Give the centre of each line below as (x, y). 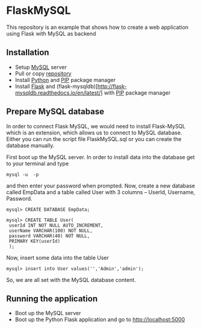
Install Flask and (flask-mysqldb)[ (56, 86)
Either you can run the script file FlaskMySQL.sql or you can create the (94, 139)
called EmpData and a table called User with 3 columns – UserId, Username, (101, 192)
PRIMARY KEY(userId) (35, 241)
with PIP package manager (137, 92)
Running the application (52, 299)
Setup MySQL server (41, 67)
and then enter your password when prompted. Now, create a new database (101, 186)
